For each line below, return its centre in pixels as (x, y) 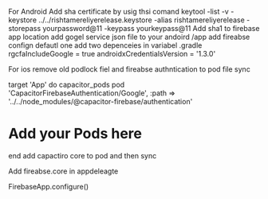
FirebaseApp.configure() (49, 186)
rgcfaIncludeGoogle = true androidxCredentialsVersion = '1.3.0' (112, 54)
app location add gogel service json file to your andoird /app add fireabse (129, 37)
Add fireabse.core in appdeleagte (63, 171)
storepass (25, 28)
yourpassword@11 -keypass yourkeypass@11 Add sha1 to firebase (151, 28)
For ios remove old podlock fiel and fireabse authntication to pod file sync (130, 69)
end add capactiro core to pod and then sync (83, 155)
